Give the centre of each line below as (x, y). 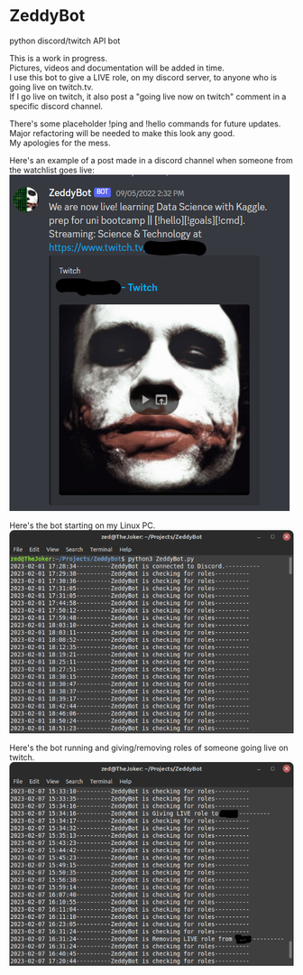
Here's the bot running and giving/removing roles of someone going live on (149, 748)
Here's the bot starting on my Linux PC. (83, 525)
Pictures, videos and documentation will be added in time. (117, 68)
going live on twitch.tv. (51, 87)
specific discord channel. (56, 106)
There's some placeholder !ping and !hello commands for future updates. (145, 124)
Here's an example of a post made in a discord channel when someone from (151, 160)
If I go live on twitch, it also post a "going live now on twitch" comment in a (148, 97)
